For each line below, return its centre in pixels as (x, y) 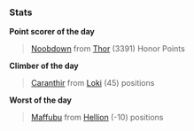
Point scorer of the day (52, 32)
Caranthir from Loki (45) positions (93, 83)
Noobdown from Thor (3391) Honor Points (108, 49)
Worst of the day (41, 100)
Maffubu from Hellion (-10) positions (97, 118)
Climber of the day (44, 66)
